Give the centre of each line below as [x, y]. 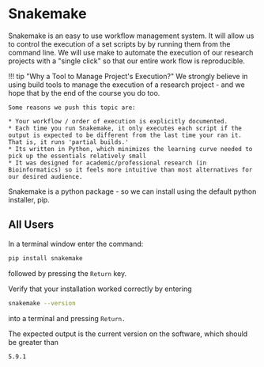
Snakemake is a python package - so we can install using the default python [132, 191]
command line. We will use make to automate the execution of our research [131, 52]
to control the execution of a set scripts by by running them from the [119, 44]
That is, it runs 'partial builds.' [68, 142]
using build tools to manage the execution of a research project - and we [126, 85]
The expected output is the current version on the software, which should [128, 334]
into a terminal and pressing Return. [67, 318]
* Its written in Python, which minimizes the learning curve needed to [130, 149]
